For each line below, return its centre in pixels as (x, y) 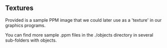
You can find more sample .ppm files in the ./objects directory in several (79, 35)
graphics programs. (25, 25)
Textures (19, 8)
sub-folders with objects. (31, 40)
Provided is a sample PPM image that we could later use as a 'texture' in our (83, 20)
